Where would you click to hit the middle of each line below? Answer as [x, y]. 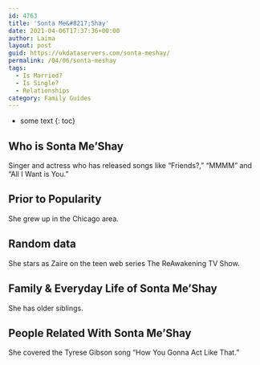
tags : [17, 68]
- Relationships [43, 90]
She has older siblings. [46, 308]
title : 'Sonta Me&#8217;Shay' [59, 23]
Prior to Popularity [55, 199]
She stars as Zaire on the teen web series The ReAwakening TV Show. [124, 263]
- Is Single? [37, 83]
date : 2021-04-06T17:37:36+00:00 [64, 31]
